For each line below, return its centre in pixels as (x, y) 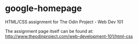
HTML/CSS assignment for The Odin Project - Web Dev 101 (64, 22)
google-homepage (43, 8)
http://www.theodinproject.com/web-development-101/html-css (69, 36)
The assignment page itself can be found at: (49, 31)
